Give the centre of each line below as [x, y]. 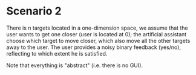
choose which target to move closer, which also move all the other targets [98, 41]
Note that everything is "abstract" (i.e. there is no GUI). [75, 65]
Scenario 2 [34, 11]
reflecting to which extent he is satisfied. [57, 53]
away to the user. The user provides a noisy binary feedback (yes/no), [94, 47]
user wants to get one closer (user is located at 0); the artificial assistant [96, 34]
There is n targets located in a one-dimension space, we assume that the [97, 28]
